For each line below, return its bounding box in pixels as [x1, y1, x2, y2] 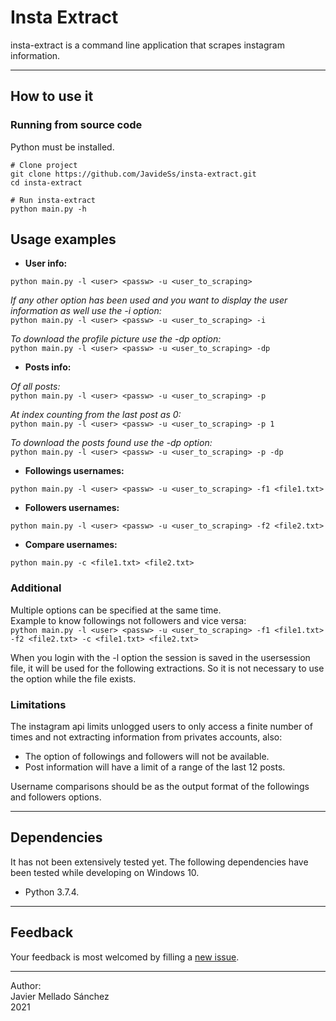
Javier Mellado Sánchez [10, 990, 110, 1002]
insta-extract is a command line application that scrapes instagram [10, 39, 285, 51]
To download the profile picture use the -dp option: [10, 333, 222, 345]
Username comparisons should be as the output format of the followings [10, 781, 310, 793]
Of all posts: [10, 381, 61, 393]
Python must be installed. [10, 141, 115, 153]
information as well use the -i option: [10, 305, 162, 317]
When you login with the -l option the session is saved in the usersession [10, 651, 311, 663]
